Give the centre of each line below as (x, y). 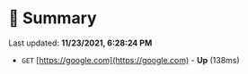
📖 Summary (53, 18)
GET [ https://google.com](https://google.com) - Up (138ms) (130, 60)
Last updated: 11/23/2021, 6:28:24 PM (80, 43)
